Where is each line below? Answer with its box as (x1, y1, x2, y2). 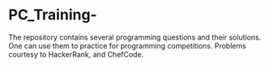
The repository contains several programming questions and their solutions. (8, 32, 262, 42)
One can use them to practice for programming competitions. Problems (8, 40, 247, 50)
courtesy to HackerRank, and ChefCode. (8, 49, 144, 59)
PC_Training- (8, 6, 97, 24)
